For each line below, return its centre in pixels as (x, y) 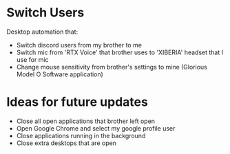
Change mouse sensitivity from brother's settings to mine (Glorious (112, 67)
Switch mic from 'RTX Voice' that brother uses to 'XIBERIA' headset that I (120, 52)
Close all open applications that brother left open (86, 121)
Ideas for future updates (77, 102)
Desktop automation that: (42, 32)
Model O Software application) (60, 74)
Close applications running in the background (81, 135)
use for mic (32, 59)
